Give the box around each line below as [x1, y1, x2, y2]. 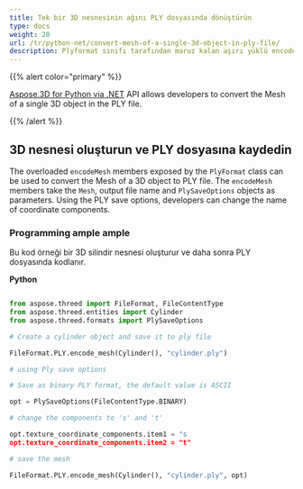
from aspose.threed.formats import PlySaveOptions [9, 316, 204, 325]
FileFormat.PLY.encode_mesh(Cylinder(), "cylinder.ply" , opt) [9, 470, 248, 480]
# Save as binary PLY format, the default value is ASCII [9, 381, 232, 390]
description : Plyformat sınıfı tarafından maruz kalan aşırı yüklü [9, 47, 269, 56]
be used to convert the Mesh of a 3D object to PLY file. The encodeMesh [9, 175, 273, 186]
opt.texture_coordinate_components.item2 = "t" [9, 438, 192, 447]
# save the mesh [9, 454, 70, 464]
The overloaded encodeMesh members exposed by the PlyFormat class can [9, 166, 284, 177]
